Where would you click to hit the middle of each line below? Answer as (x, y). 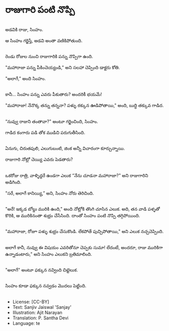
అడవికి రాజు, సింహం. (24, 29)
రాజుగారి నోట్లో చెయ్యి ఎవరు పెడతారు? (39, 159)
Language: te (26, 323)
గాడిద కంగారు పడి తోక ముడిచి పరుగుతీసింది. (45, 132)
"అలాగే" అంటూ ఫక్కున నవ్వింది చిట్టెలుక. (42, 270)
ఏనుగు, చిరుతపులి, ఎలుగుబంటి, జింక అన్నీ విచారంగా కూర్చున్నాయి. (65, 149)
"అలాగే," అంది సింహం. (26, 78)
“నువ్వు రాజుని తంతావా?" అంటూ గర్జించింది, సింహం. (52, 121)
